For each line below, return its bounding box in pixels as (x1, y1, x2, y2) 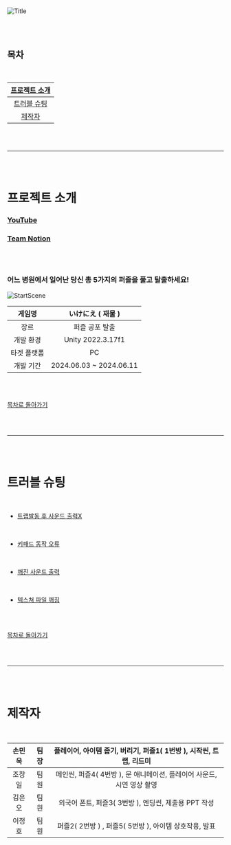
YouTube (7, 215, 38, 225)
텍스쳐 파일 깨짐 (16, 595, 60, 604)
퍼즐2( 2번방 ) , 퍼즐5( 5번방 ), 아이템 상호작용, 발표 (57, 822, 216, 831)
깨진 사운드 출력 (16, 568, 60, 576)
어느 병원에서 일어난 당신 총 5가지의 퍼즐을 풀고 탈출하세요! (7, 275, 189, 285)
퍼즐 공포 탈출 (73, 322, 115, 331)
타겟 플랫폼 (10, 348, 45, 358)
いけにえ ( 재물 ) (68, 309, 120, 318)
